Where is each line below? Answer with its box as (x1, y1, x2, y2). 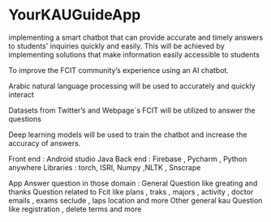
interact (8, 89, 34, 99)
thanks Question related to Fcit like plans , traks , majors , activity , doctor (8, 186, 254, 196)
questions (8, 113, 42, 123)
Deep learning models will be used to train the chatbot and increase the (8, 130, 247, 139)
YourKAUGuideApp (8, 6, 141, 24)
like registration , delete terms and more (8, 204, 142, 214)
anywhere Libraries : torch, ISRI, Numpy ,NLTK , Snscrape (8, 162, 201, 172)
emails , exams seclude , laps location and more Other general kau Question (8, 195, 263, 205)
